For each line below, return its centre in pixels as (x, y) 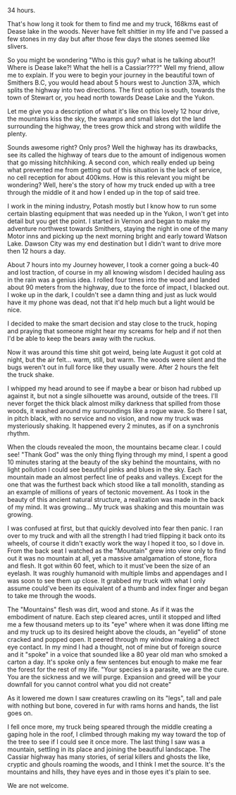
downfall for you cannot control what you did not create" (89, 685)
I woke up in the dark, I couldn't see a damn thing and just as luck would (112, 295)
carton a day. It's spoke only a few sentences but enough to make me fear (115, 662)
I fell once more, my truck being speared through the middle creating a (110, 727)
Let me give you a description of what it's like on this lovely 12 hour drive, (114, 111)
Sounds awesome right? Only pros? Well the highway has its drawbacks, (113, 147)
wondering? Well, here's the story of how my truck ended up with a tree (111, 185)
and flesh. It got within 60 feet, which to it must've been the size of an (108, 566)
